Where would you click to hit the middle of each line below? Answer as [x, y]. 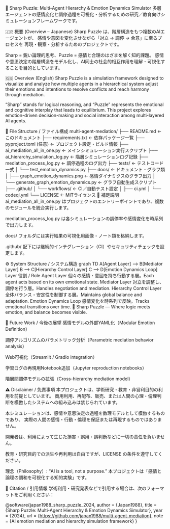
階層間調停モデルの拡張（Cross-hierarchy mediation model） [69, 379]
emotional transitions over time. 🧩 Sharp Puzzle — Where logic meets [78, 307]
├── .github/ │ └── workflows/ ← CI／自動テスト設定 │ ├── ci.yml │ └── [83, 189]
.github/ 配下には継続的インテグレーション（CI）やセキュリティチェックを [83, 246]
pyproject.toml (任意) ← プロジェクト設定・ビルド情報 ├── [67, 144]
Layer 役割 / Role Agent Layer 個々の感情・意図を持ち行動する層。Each [80, 275]
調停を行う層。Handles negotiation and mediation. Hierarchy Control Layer [83, 288]
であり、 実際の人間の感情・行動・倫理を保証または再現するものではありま [84, 419]
